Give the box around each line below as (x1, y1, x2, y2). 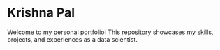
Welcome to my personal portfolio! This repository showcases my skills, (7, 28, 214, 36)
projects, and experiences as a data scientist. (7, 35, 138, 43)
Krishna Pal (7, 5, 75, 21)
